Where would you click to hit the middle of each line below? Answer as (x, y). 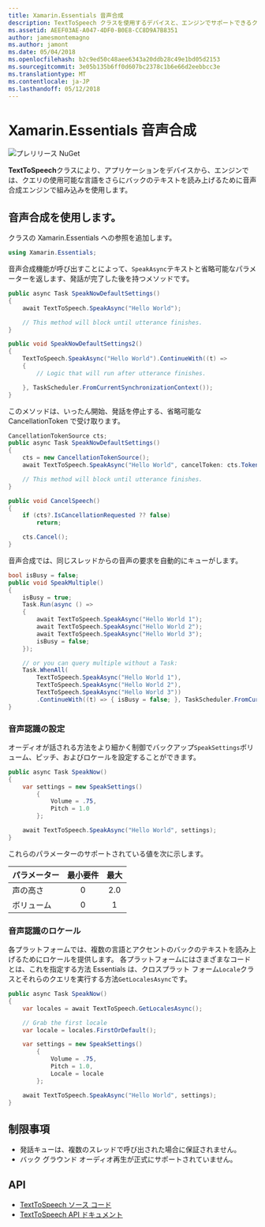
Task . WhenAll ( (45, 670)
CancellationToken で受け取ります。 (66, 421)
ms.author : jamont (38, 45)
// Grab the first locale (65, 1023)
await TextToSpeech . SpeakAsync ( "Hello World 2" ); (119, 627)
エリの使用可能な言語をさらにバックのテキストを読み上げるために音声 (143, 180)
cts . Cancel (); (45, 537)
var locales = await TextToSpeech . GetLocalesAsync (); (112, 1009)
